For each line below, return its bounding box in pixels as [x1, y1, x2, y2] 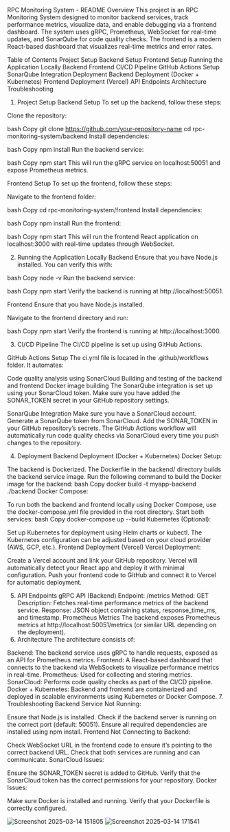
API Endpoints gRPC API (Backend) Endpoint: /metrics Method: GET [16, 592, 209, 600]
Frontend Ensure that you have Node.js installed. [7, 300, 145, 308]
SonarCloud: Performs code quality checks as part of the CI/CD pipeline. [7, 678, 213, 686]
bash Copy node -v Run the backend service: [7, 274, 136, 282]
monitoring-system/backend [7, 132, 88, 140]
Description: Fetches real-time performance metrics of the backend [16, 599, 209, 607]
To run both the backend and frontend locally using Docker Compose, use [7, 501, 217, 508]
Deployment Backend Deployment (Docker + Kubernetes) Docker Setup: [16, 452, 222, 460]
